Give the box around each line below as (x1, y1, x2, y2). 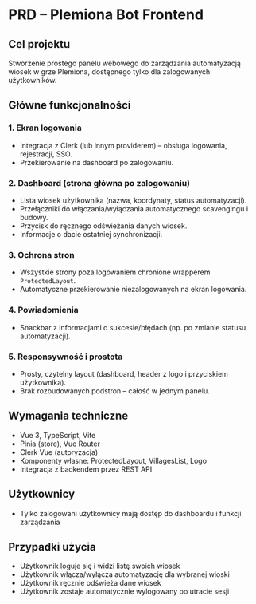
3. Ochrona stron (8, 249, 75, 260)
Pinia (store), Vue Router (19, 439, 101, 448)
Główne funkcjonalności (8, 98, 131, 113)
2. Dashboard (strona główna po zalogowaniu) (8, 177, 191, 188)
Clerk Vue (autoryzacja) (19, 447, 99, 456)
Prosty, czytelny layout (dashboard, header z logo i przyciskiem (19, 369, 229, 378)
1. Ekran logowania (8, 122, 82, 133)
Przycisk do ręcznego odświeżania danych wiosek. (19, 221, 188, 231)
